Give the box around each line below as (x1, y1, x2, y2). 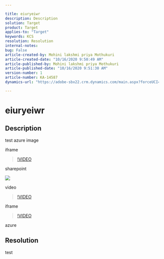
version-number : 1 (5, 70, 42, 76)
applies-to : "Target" (5, 30, 49, 35)
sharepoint (5, 166, 27, 172)
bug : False (5, 47, 27, 53)
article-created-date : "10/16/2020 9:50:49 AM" (5, 57, 104, 62)
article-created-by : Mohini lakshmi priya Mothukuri (5, 52, 115, 57)
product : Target (5, 25, 38, 30)
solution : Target (5, 21, 41, 25)
